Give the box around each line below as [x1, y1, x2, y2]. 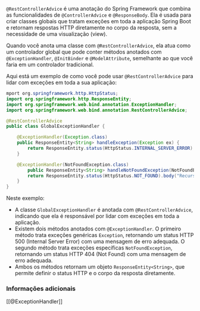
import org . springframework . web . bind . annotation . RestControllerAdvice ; [6, 107, 187, 113]
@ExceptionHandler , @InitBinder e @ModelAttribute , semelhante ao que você [6, 55, 193, 61]
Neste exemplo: [6, 195, 45, 202]
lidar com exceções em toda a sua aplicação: [6, 79, 117, 86]
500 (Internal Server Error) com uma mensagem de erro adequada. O [14, 238, 185, 245]
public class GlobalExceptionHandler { [6, 124, 105, 130]
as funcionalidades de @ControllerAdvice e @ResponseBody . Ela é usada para [6, 11, 192, 19]
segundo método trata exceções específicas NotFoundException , [14, 244, 173, 251]
